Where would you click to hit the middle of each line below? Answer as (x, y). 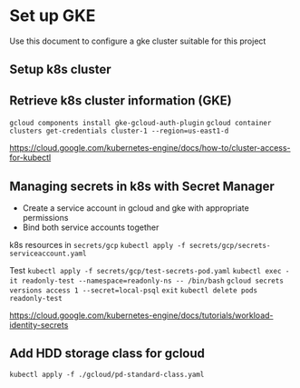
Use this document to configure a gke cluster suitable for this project (138, 41)
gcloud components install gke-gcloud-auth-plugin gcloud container (140, 124)
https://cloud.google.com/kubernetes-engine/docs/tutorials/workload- (141, 315)
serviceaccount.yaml (48, 254)
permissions (45, 217)
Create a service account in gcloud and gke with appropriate (135, 208)
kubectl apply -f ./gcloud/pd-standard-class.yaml (107, 374)
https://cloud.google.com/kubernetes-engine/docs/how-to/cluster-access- (150, 148)
